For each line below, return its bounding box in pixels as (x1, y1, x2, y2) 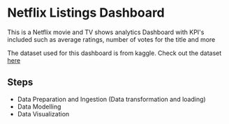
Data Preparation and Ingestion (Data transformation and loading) (17, 95, 206, 103)
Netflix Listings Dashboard (7, 5, 165, 21)
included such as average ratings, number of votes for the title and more (7, 35, 216, 43)
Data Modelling (17, 102, 61, 111)
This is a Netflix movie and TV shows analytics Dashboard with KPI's (7, 28, 205, 36)
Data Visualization (17, 109, 70, 118)
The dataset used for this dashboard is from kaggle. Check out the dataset (7, 49, 222, 57)
